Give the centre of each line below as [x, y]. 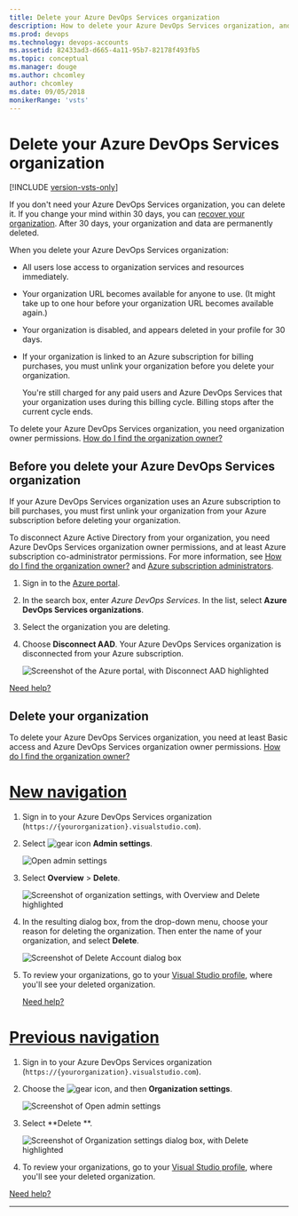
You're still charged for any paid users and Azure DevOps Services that [152, 393]
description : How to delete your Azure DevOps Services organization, [142, 26]
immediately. [45, 277]
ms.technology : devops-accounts [69, 42]
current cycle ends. [57, 412]
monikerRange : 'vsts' [49, 100]
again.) [35, 313]
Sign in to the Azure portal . [71, 584]
